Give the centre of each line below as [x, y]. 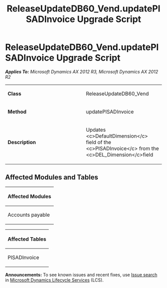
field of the [99, 142]
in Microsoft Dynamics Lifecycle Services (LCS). [54, 280]
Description [22, 142]
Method [17, 112]
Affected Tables [27, 239]
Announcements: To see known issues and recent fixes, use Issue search [81, 275]
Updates [96, 130]
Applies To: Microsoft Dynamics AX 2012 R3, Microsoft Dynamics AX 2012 [82, 72]
